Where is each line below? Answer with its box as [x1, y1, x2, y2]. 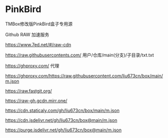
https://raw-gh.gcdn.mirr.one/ [5, 97, 68, 104]
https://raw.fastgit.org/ [5, 88, 52, 94]
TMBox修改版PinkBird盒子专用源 [5, 21, 73, 27]
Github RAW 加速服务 [5, 31, 49, 37]
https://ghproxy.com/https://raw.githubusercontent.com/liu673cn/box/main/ [5, 73, 163, 79]
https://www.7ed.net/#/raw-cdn [5, 41, 72, 47]
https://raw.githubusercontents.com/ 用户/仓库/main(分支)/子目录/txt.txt [5, 52, 154, 58]
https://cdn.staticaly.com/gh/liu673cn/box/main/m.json [5, 107, 120, 113]
